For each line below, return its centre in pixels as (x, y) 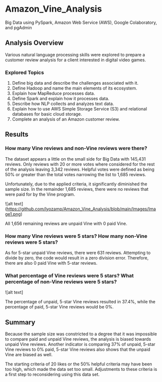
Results (17, 135)
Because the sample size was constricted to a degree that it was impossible (81, 334)
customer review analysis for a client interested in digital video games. (75, 60)
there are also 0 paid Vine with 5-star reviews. (51, 263)
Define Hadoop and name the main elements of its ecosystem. (74, 88)
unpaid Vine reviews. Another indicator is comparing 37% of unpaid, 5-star (80, 345)
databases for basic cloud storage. (47, 114)
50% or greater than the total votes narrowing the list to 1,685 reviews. (76, 174)
